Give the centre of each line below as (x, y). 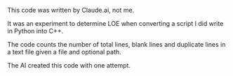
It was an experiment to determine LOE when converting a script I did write (115, 23)
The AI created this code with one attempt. (69, 65)
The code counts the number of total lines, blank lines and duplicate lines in (116, 44)
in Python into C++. (35, 31)
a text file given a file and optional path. (64, 52)
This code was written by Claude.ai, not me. (71, 10)
